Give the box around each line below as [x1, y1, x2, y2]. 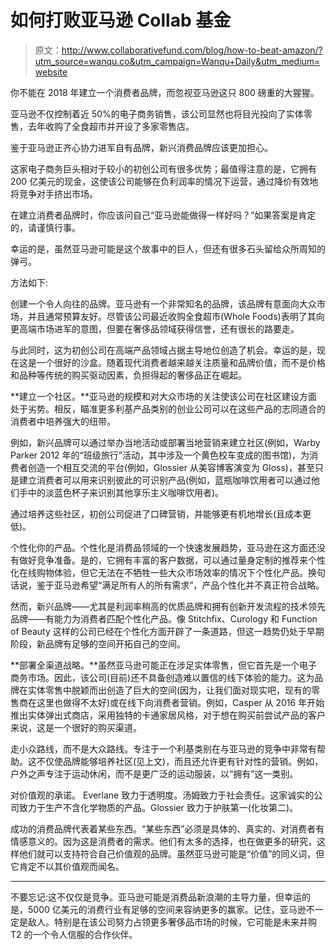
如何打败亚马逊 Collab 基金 [10, 9, 232, 32]
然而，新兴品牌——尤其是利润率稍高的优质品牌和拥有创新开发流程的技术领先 [10, 600, 326, 612]
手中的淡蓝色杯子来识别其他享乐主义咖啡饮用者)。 [18, 486, 225, 498]
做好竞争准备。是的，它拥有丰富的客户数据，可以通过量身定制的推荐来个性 [18, 554, 326, 566]
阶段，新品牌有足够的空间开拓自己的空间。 [10, 637, 186, 650]
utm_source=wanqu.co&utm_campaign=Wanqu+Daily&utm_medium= [34, 55, 321, 67]
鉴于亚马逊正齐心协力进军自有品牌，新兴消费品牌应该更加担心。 [10, 141, 273, 153]
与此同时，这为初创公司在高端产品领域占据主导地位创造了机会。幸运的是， [10, 344, 317, 356]
